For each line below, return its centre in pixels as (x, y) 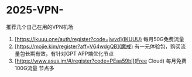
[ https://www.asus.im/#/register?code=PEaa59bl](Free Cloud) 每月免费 (100, 61)
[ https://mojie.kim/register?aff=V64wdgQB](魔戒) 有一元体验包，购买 (97, 46)
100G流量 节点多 (34, 68)
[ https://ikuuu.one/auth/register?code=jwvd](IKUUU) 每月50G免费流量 (99, 39)
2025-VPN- (35, 10)
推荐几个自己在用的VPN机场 (40, 27)
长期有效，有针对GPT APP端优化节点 (69, 53)
